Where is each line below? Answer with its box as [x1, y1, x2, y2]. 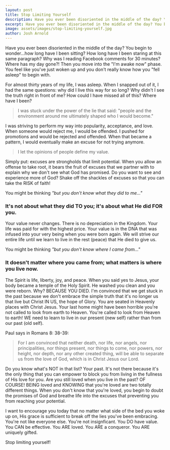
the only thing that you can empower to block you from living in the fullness [5, 371, 162, 377]
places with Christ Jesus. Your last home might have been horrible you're [5, 304, 158, 310]
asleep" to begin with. [5, 72, 51, 78]
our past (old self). [5, 320, 44, 326]
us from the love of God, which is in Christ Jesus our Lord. [17, 356, 140, 362]
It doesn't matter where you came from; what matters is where [5, 259, 162, 266]
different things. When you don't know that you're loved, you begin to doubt [5, 387, 163, 393]
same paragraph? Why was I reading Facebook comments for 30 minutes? [5, 56, 161, 61]
